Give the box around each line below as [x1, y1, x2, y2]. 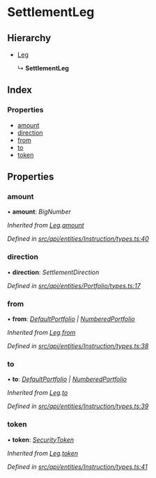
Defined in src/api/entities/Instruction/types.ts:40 [7, 234, 149, 243]
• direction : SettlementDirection [7, 268, 100, 276]
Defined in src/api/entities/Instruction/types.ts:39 [7, 402, 149, 410]
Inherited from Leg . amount [7, 221, 85, 230]
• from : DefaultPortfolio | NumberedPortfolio [7, 315, 135, 323]
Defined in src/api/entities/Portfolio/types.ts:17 [7, 281, 141, 290]
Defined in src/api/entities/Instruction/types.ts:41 [7, 462, 148, 471]
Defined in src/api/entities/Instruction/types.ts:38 [7, 341, 149, 350]
